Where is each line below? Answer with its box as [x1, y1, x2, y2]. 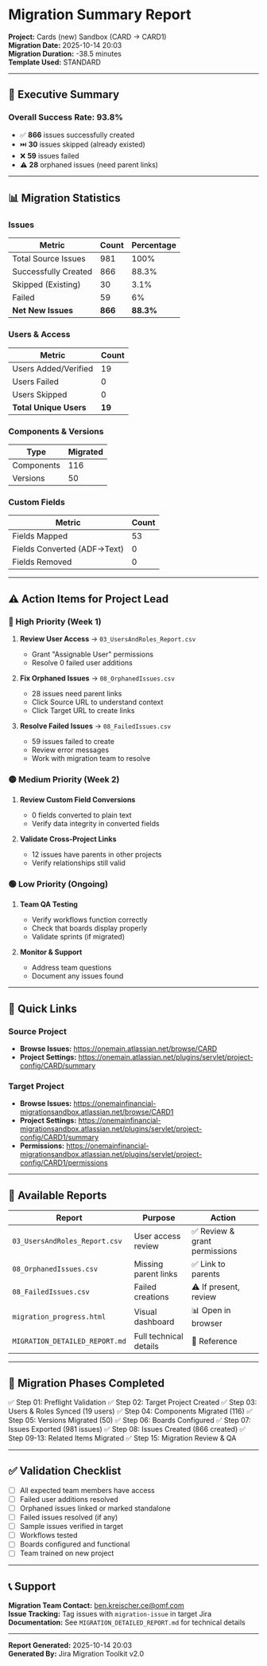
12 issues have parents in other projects [31, 850, 162, 860]
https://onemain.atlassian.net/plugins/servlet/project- [78, 1053, 253, 1062]
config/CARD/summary [19, 1061, 96, 1071]
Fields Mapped [12, 531, 68, 542]
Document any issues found [31, 971, 124, 981]
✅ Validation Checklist [8, 1464, 122, 1478]
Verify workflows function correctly [31, 915, 149, 925]
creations [133, 1292, 169, 1303]
